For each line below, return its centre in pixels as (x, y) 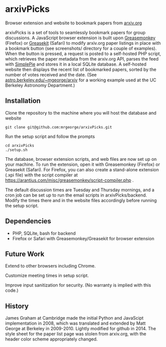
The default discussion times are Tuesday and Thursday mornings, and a (80, 190)
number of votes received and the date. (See (51, 74)
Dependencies (28, 221)
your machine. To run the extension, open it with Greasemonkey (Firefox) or (83, 164)
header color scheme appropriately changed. (51, 339)
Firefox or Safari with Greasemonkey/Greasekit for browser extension (83, 238)
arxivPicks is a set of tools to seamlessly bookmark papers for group (75, 32)
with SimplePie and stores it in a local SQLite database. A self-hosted (76, 64)
